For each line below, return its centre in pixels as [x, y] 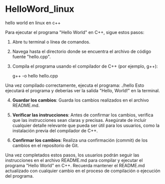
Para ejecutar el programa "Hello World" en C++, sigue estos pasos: [75, 32]
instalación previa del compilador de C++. [55, 130]
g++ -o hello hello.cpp [35, 75]
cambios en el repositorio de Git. [46, 145]
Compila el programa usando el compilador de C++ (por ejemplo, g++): [85, 66]
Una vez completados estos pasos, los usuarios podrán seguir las [72, 155]
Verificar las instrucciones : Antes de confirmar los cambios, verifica [83, 115]
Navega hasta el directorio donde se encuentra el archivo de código [82, 51]
